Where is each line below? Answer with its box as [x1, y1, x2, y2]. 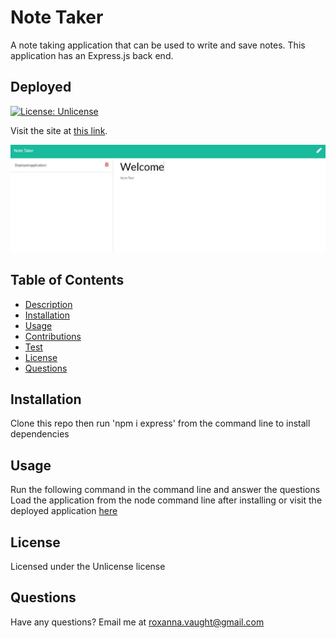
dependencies [10, 428, 70, 440]
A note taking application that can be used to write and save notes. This [10, 39, 306, 51]
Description [24, 298, 73, 310]
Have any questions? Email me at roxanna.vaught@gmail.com [10, 616, 265, 628]
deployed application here [10, 505, 118, 517]
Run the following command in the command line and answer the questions [10, 484, 321, 496]
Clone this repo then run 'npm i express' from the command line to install [10, 417, 311, 430]
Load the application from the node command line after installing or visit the [10, 494, 323, 506]
